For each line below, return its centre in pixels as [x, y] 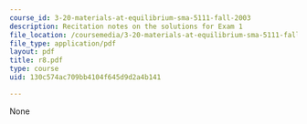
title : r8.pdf [37, 60]
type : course [34, 69]
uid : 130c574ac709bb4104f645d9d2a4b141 [85, 77]
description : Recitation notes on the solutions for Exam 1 [127, 26]
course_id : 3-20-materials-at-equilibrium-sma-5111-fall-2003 [130, 18]
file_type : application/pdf [63, 43]
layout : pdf [32, 52]
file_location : [38, 35]
